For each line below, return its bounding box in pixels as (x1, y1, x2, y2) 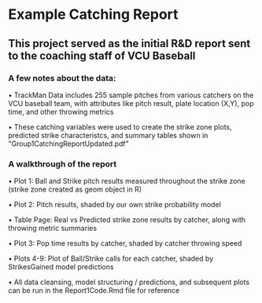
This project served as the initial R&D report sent (8, 37, 251, 50)
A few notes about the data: (8, 72, 116, 83)
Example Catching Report (8, 5, 179, 24)
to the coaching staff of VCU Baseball (8, 49, 196, 62)
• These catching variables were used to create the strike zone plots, (8, 122, 232, 131)
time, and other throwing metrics (8, 107, 114, 116)
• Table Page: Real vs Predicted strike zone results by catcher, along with (8, 215, 246, 225)
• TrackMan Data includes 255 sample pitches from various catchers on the (8, 90, 254, 100)
